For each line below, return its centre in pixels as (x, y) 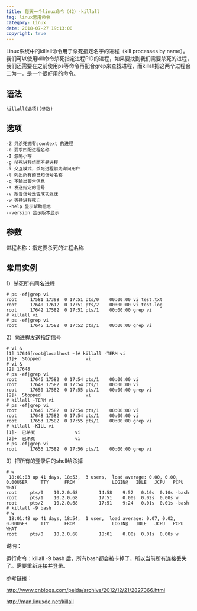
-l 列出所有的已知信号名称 (35, 175)
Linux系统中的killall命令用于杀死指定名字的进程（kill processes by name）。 (97, 51)
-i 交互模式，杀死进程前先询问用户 (43, 169)
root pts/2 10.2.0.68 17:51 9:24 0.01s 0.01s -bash (98, 503)
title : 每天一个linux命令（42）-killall (53, 12)
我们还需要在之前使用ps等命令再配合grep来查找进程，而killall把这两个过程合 (98, 66)
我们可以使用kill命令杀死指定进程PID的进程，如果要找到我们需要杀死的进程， (99, 59)
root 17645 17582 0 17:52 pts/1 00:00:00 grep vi (79, 326)
